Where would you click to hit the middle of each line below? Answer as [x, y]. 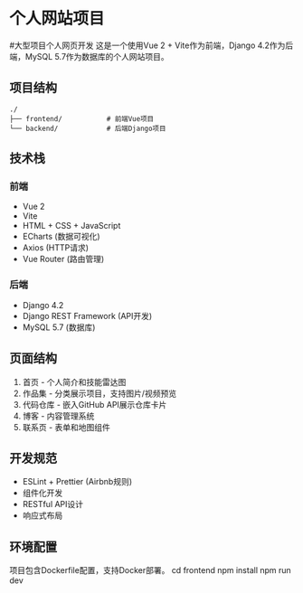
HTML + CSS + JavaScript [71, 226]
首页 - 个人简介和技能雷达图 [74, 381]
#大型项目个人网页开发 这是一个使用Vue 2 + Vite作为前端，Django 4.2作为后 [151, 45]
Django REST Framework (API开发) [87, 315]
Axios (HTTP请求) [55, 248]
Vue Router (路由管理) [63, 259]
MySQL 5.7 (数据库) [59, 327]
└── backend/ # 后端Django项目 [88, 128]
